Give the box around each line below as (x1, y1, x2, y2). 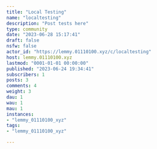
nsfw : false (6, 43, 37, 49)
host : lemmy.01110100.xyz (6, 54, 72, 60)
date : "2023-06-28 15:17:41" (6, 32, 81, 38)
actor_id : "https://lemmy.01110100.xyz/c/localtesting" (6, 49, 152, 55)
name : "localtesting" (6, 15, 62, 21)
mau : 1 (6, 105, 23, 112)
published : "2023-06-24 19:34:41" (6, 65, 95, 72)
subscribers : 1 (6, 71, 45, 78)
